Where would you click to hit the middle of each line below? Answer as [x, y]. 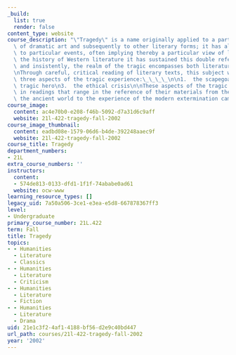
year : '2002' [26, 341]
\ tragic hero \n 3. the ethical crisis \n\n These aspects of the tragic [121, 86]
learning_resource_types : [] [50, 197]
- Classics [29, 262]
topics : [19, 243]
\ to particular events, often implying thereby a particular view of [119, 53]
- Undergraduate [31, 217]
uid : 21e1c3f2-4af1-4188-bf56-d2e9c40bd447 [72, 328]
